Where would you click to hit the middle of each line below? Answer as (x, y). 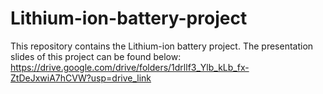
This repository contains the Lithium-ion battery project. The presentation (162, 46)
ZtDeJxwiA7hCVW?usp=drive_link (81, 78)
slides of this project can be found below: (96, 56)
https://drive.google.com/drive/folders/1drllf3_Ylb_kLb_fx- (130, 67)
